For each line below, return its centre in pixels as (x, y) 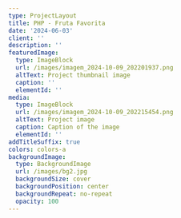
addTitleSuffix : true (44, 142)
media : (19, 97)
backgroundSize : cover (53, 179)
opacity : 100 (37, 201)
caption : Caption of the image (68, 127)
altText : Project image (55, 120)
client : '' (26, 38)
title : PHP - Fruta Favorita (57, 23)
